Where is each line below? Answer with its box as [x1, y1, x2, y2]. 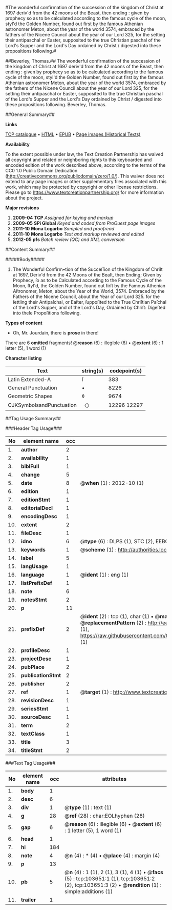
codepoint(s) [109, 367, 142, 374]
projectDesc [21, 655, 52, 662]
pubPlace [21, 664, 45, 670]
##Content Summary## [5, 246, 55, 252]
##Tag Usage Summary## [5, 416, 61, 421]
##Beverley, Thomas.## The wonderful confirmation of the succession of [5, 58, 160, 64]
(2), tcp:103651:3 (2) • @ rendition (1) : [64, 882, 162, 888]
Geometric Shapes [8, 392, 53, 400]
